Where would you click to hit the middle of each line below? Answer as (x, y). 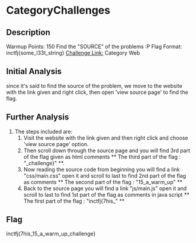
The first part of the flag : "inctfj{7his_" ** (74, 201)
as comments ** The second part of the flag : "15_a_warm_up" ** (103, 182)
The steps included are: (44, 131)
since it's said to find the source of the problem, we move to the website (94, 86)
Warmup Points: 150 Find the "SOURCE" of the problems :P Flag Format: (94, 46)
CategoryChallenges (58, 10)
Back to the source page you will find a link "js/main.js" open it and (105, 188)
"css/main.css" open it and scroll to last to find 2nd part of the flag (105, 175)
